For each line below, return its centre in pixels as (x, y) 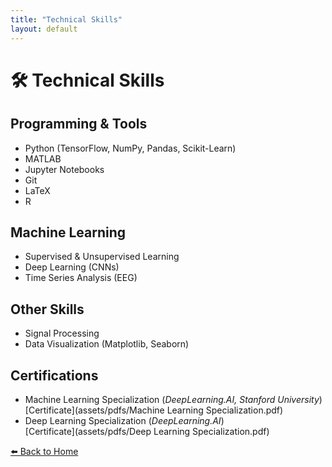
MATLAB (43, 158)
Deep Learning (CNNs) (72, 267)
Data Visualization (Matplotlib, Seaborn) (107, 344)
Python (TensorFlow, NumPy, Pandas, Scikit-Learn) (130, 148)
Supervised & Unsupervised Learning (102, 257)
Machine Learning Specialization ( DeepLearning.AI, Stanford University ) (173, 399)
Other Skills (47, 309)
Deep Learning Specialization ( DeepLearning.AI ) (124, 420)
